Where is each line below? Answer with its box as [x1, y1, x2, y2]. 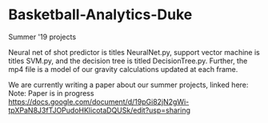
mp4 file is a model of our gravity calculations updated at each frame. [8, 64, 238, 73]
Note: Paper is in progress [8, 88, 94, 97]
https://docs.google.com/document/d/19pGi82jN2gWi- [8, 97, 190, 106]
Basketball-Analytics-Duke [8, 6, 193, 24]
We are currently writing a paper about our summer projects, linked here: [8, 80, 249, 89]
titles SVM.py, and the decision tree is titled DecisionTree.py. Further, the [8, 56, 248, 65]
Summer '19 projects [8, 32, 77, 42]
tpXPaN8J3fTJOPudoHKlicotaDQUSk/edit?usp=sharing [8, 105, 190, 115]
